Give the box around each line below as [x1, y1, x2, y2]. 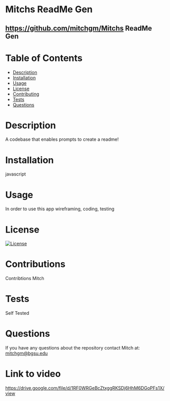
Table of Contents [5, 52, 83, 64]
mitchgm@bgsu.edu [5, 350, 48, 357]
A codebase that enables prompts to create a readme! [5, 136, 119, 142]
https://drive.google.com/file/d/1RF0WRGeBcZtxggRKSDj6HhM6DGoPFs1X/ [5, 385, 165, 391]
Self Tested [5, 310, 30, 316]
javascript [5, 171, 27, 177]
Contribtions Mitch [5, 275, 44, 282]
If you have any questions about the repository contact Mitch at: [5, 345, 140, 351]
